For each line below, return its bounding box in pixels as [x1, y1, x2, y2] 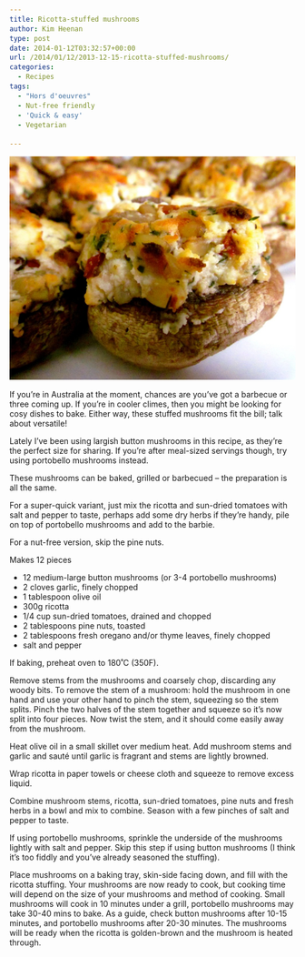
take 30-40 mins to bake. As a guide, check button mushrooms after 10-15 [9, 908, 288, 919]
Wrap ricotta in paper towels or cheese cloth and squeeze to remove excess [9, 768, 295, 779]
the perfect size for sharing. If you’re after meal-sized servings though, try [9, 445, 288, 456]
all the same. [9, 482, 57, 493]
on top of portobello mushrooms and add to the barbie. [9, 519, 215, 529]
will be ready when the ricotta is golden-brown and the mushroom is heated [9, 927, 293, 938]
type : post [9, 34, 51, 43]
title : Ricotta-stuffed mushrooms [9, 15, 141, 24]
